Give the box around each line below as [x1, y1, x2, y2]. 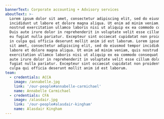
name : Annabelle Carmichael [14, 88, 71, 93]
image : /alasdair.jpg [14, 98, 58, 102]
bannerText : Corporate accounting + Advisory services [5, 7, 119, 12]
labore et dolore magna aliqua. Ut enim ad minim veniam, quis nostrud [9, 48, 159, 52]
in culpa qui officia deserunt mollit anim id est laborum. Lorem [9, 39, 147, 44]
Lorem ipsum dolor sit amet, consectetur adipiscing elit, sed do [9, 16, 147, 21]
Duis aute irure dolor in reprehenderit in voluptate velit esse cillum [9, 30, 161, 34]
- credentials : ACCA [9, 75, 51, 80]
